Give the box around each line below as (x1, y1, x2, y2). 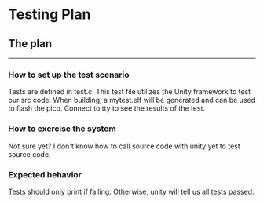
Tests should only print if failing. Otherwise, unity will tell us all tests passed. (8, 187, 255, 196)
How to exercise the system (8, 123, 116, 134)
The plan (8, 37, 53, 50)
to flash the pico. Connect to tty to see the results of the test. (8, 104, 206, 113)
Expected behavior (8, 169, 82, 180)
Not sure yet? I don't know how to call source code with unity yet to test (8, 141, 241, 151)
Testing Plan (8, 5, 91, 24)
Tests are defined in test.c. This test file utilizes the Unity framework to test (8, 87, 251, 97)
